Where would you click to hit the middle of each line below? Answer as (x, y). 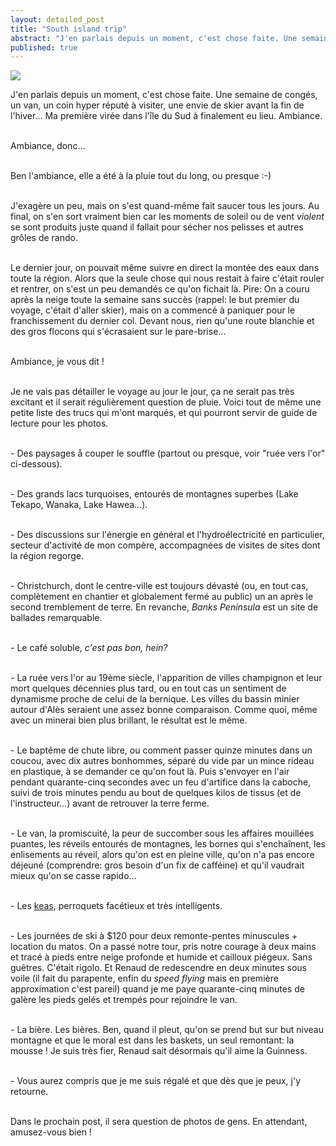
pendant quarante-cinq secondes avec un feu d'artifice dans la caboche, (161, 782)
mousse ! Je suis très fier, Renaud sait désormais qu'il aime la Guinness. (159, 1051)
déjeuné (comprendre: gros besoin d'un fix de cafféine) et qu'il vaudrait (157, 865)
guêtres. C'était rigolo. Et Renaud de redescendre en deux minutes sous (159, 968)
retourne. (29, 1092)
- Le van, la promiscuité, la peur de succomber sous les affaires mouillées (162, 833)
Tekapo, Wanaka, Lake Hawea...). (79, 505)
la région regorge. (47, 556)
